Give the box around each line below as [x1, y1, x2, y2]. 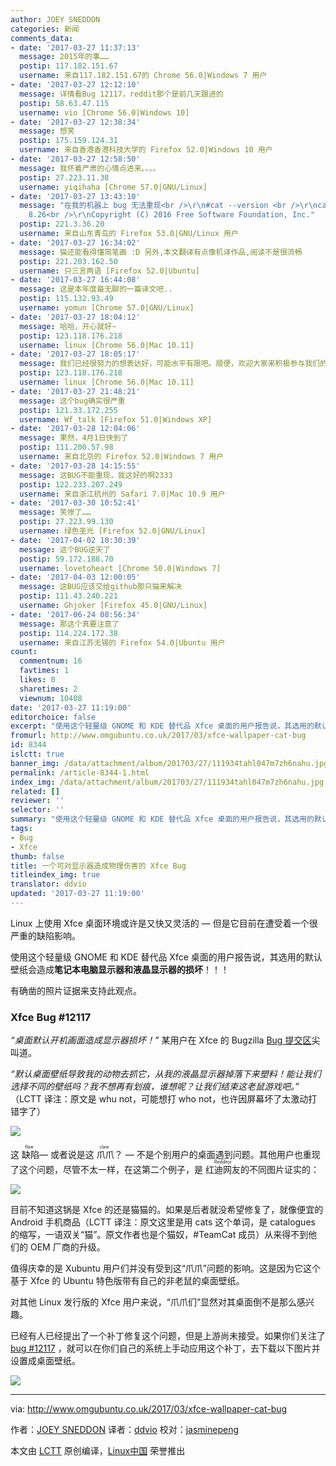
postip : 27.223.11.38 [19, 172, 110, 183]
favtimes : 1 [19, 666, 70, 676]
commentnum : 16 [19, 656, 83, 666]
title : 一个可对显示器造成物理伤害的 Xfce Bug [10, 861, 187, 871]
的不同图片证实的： [239, 1164, 320, 1176]
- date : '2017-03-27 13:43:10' [10, 191, 141, 201]
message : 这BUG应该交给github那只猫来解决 [19, 582, 183, 592]
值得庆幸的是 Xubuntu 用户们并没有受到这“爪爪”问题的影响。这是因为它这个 [10, 1262, 322, 1275]
